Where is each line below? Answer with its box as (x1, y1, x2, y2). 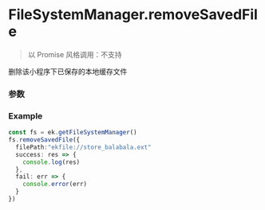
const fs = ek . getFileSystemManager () (8, 129, 137, 137)
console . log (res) (22, 157, 81, 166)
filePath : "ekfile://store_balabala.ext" (15, 143, 152, 151)
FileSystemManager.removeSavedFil (8, 6, 258, 24)
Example (8, 110, 43, 121)
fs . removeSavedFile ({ (8, 136, 81, 144)
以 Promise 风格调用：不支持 (27, 49, 122, 59)
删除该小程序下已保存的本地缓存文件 (8, 66, 128, 76)
